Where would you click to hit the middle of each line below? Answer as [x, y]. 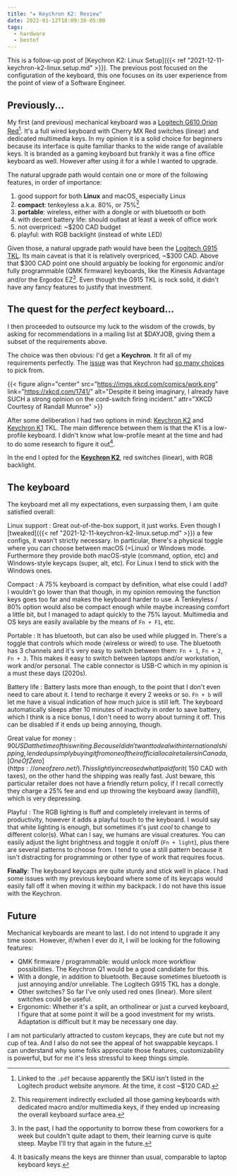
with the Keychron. [35, 894]
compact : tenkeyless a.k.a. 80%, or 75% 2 [78, 204]
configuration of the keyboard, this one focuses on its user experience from [117, 76]
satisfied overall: [31, 512]
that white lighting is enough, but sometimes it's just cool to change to [109, 827]
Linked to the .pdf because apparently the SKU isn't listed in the [111, 1078]
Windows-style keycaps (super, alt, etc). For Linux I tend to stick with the [113, 563]
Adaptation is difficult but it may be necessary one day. [98, 1022]
